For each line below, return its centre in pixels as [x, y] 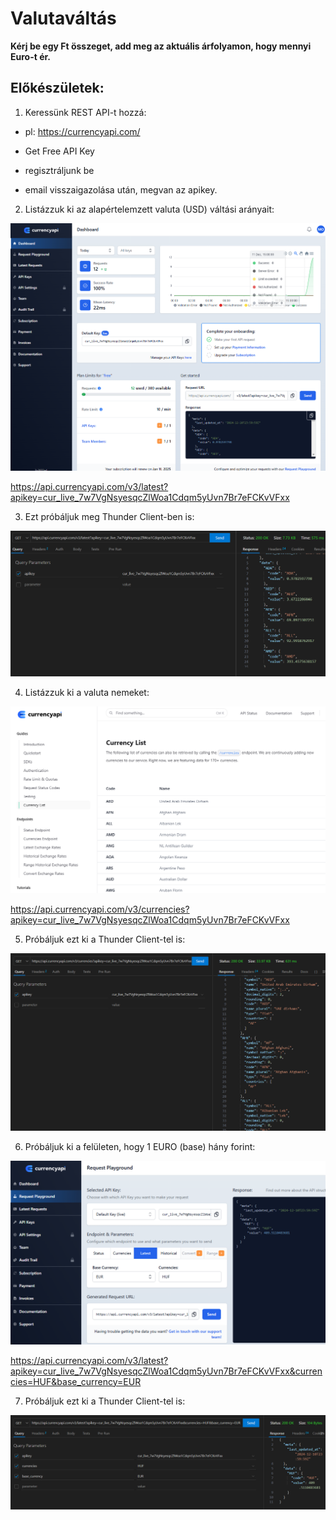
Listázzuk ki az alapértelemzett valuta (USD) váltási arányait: [149, 209]
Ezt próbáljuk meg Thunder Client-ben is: [109, 516]
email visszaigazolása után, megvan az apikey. [121, 189]
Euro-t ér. [30, 56]
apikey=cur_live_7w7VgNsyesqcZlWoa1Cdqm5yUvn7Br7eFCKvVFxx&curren [166, 1371]
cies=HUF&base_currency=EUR [76, 1381]
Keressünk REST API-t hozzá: [85, 112]
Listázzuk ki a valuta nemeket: [87, 692]
